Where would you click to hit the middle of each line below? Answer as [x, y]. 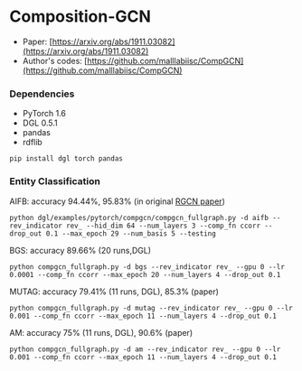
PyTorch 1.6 [44, 114]
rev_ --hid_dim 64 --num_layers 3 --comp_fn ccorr [163, 226]
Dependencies [42, 94]
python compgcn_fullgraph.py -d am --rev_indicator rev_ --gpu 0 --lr [145, 349]
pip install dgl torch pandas [66, 159]
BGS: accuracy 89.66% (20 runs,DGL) [80, 250]
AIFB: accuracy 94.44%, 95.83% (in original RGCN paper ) [118, 201]
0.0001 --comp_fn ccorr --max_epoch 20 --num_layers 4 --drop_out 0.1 [145, 274]
